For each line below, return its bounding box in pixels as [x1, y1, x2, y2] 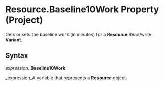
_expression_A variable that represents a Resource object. [5, 75, 127, 81]
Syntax [5, 51, 28, 60]
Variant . [5, 37, 23, 43]
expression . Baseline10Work [5, 65, 66, 71]
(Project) [5, 14, 43, 26]
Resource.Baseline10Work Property [5, 4, 159, 15]
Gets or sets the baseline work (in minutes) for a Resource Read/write [5, 31, 152, 37]
